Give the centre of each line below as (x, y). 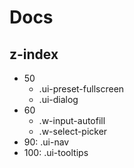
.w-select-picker (73, 131)
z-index (34, 54)
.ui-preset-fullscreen (81, 89)
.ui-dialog (58, 99)
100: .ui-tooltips (56, 152)
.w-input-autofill (72, 120)
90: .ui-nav (46, 142)
